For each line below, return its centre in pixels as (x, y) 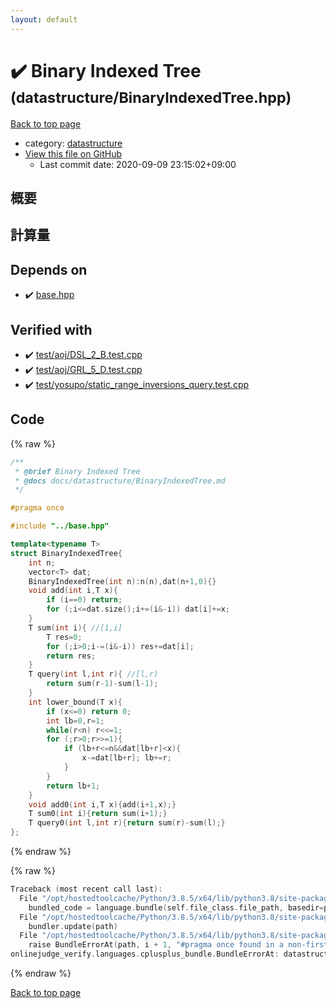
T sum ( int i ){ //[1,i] (75, 627)
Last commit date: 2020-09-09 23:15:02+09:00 (138, 164)
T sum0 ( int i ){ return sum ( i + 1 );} (98, 814)
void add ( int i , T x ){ (73, 591)
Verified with (51, 329)
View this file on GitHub (73, 153)
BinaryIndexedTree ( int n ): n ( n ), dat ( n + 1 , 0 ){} (122, 581)
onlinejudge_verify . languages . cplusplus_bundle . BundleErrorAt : (145, 954)
